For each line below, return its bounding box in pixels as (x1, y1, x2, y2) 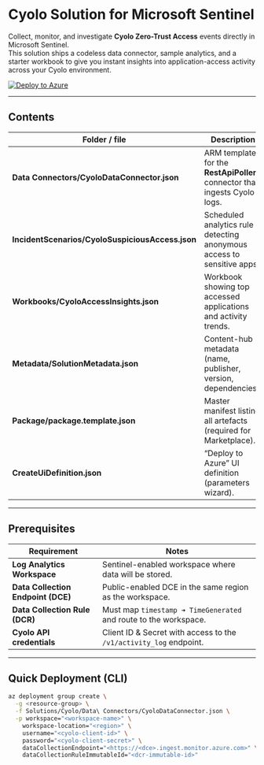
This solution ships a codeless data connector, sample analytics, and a (8, 48, 237, 58)
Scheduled (203, 209, 244, 220)
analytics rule (203, 219, 254, 230)
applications (203, 301, 250, 312)
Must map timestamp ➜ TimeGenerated (101, 604, 242, 615)
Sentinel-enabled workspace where (101, 559, 236, 570)
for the (203, 157, 229, 168)
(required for (203, 425, 251, 436)
